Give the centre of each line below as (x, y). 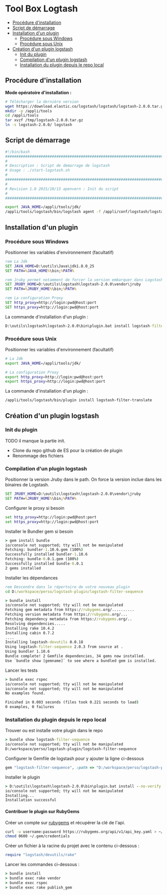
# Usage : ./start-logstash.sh (38, 170)
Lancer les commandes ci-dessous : (42, 865)
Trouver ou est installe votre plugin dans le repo (54, 731)
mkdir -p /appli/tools (29, 111)
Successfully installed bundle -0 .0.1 (44, 564)
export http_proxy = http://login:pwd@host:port (54, 377)
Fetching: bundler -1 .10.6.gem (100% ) (44, 550)
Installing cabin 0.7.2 (30, 633)
